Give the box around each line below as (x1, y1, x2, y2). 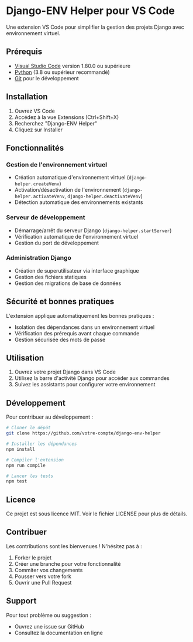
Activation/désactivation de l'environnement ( (14, 186, 125, 193)
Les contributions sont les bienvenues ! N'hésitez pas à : (6, 542, 142, 549)
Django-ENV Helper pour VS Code (6, 4, 175, 18)
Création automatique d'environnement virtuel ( (14, 174, 129, 181)
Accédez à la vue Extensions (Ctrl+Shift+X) (14, 113, 119, 121)
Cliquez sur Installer (14, 126, 63, 133)
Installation (6, 92, 48, 102)
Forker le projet (14, 554, 51, 561)
